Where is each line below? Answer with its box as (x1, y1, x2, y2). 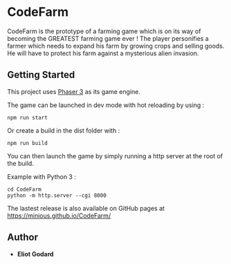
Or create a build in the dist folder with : (7, 126, 120, 135)
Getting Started (7, 69, 75, 81)
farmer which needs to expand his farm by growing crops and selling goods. (7, 41, 225, 50)
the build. (7, 159, 35, 167)
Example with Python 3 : (7, 172, 76, 180)
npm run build (7, 140, 48, 147)
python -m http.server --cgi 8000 (7, 191, 107, 199)
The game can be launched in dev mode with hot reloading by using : (7, 101, 205, 109)
